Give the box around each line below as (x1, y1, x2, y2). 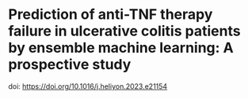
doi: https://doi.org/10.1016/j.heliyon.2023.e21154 (8, 81, 168, 91)
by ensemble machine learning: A (8, 39, 234, 57)
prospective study (8, 56, 132, 74)
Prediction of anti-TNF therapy (8, 5, 213, 24)
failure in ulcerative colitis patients (8, 22, 241, 40)
